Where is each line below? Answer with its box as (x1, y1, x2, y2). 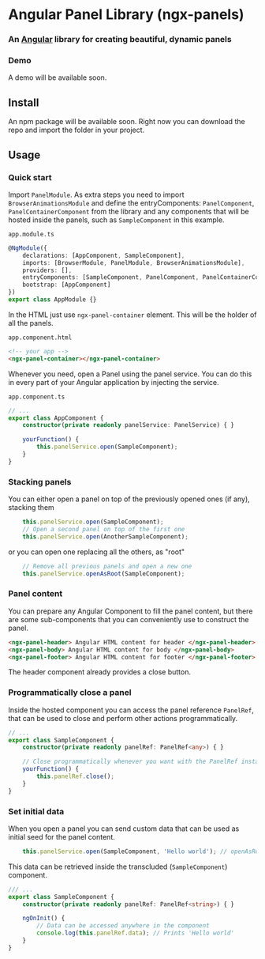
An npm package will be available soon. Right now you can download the (8, 117, 246, 126)
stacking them (8, 503, 55, 512)
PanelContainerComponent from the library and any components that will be (8, 206, 250, 216)
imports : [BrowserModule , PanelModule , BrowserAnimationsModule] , (22, 259, 245, 266)
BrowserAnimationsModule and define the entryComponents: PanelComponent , (8, 198, 255, 207)
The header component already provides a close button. (8, 667, 192, 677)
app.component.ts (8, 393, 65, 401)
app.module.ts (8, 230, 55, 238)
